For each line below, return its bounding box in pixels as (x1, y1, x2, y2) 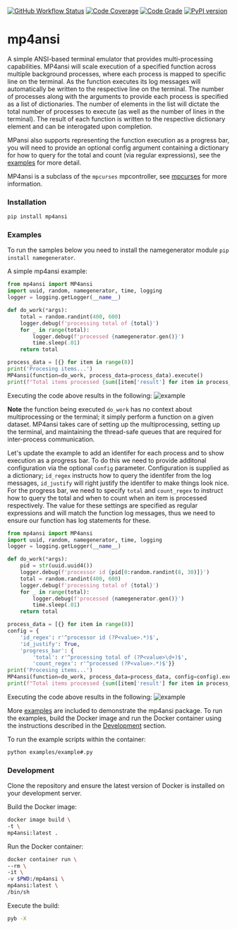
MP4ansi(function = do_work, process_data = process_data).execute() (7, 371, 203, 379)
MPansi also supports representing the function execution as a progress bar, (7, 136, 230, 144)
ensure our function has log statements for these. (7, 516, 152, 525)
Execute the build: (7, 901, 60, 910)
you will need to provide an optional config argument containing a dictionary (7, 143, 229, 152)
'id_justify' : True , (20, 640, 80, 647)
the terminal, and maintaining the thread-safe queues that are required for (7, 427, 222, 436)
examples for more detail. (7, 158, 82, 167)
